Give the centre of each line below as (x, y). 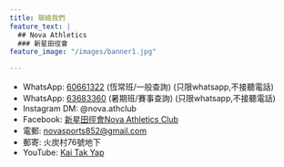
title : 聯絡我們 (37, 18)
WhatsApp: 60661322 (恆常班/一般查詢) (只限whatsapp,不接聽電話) (148, 87)
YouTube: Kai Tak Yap (63, 152)
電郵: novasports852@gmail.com (85, 131)
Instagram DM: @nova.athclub (79, 109)
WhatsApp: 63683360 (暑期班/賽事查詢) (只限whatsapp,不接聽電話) (149, 99)
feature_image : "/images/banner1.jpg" (83, 52)
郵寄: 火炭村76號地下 (62, 142)
